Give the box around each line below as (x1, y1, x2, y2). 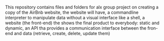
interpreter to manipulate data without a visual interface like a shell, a (5, 15, 145, 20)
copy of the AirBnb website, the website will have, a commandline (5, 9, 139, 15)
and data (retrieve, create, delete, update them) (14, 31, 110, 36)
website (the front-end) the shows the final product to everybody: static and (5, 20, 160, 26)
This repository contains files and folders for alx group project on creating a (5, 4, 159, 10)
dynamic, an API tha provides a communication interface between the (5, 25, 147, 31)
